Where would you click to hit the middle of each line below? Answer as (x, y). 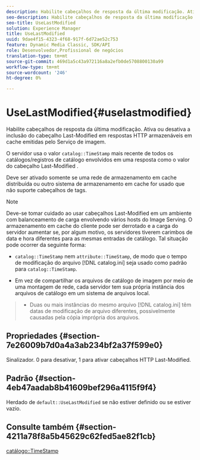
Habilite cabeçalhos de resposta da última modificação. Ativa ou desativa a (98, 129)
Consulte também (40, 427)
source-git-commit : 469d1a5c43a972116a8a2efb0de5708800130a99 (85, 61)
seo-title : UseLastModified (41, 23)
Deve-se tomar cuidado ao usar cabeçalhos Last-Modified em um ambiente (99, 213)
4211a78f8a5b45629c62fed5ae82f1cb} (81, 436)
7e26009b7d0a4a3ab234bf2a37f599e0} (85, 345)
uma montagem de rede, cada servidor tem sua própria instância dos (99, 287)
